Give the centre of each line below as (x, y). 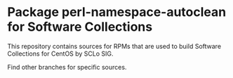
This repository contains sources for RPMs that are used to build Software (114, 46)
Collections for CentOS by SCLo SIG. (60, 54)
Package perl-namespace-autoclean (117, 12)
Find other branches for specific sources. (67, 67)
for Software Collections (80, 27)
